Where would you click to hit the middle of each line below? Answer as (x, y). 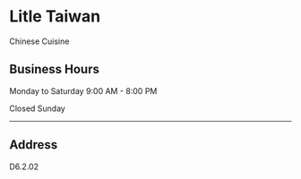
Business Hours (55, 69)
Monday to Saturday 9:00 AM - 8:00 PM (83, 90)
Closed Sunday (37, 108)
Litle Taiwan (55, 17)
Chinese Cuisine (39, 41)
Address (34, 145)
